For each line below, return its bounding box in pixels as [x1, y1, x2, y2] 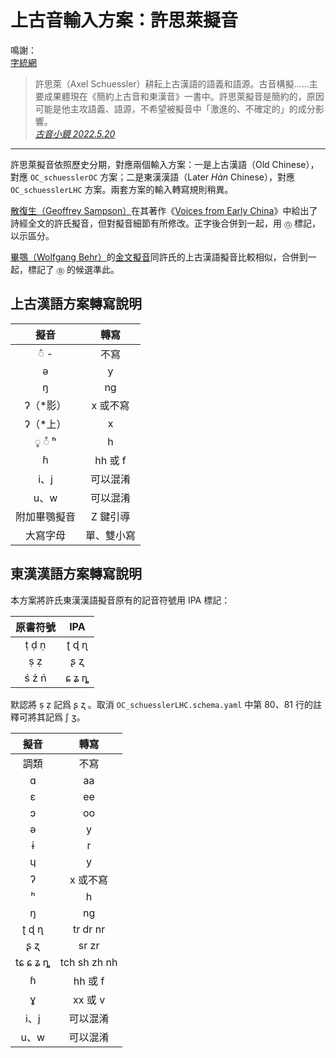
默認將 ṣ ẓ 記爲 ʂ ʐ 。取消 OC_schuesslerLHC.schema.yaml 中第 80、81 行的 [10, 698, 313, 710]
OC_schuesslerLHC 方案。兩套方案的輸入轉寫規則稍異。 [10, 183, 234, 195]
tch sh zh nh [59, 955, 118, 969]
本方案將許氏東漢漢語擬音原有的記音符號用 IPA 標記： [10, 594, 231, 606]
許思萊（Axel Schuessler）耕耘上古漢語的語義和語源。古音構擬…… [34, 77, 310, 90]
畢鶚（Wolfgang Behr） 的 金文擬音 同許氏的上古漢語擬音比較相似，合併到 [10, 251, 308, 263]
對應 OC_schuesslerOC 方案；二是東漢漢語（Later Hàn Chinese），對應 [10, 171, 295, 183]
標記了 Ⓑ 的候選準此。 [27, 263, 120, 275]
